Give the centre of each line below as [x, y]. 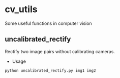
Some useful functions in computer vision [48, 23]
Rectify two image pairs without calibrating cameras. [60, 51]
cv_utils [21, 9]
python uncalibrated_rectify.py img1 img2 [50, 70]
